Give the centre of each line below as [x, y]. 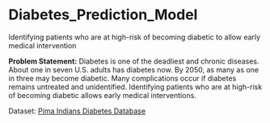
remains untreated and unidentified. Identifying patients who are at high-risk [135, 87]
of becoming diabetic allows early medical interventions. [102, 95]
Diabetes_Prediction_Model [103, 15]
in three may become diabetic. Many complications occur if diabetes [122, 78]
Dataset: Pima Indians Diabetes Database [77, 111]
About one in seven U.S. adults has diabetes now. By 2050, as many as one [134, 69]
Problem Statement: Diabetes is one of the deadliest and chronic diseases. [134, 61]
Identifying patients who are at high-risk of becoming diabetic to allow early [135, 37]
